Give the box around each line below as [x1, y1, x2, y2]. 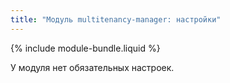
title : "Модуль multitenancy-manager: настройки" [10, 14, 222, 25]
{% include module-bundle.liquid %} [10, 42, 161, 54]
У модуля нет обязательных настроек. [10, 61, 175, 73]
